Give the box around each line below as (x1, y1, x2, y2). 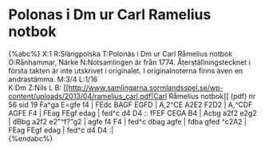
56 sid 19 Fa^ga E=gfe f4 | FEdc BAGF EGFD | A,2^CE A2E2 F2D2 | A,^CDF (8, 100, 253, 109)
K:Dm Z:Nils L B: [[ (8, 82, 69, 93)
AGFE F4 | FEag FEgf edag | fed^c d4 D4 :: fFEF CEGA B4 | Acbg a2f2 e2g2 (8, 108, 257, 117)
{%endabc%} (8, 133, 53, 143)
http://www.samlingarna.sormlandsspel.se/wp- (68, 82, 223, 93)
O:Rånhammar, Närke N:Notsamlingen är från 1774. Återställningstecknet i (8, 57, 251, 67)
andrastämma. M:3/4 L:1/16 (8, 74, 98, 84)
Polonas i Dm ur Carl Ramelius (8, 6, 212, 24)
